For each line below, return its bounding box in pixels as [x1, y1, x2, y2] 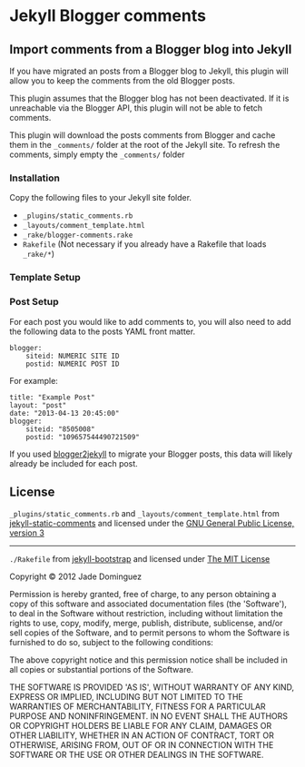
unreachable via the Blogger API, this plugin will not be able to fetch [9, 103, 263, 113]
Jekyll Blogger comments [9, 5, 207, 26]
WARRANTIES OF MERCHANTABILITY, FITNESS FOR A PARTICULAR [9, 701, 266, 713]
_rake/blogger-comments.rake [22, 231, 133, 241]
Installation [9, 172, 61, 184]
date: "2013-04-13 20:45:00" [9, 408, 120, 418]
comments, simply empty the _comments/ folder [9, 149, 185, 160]
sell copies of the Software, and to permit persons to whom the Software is [9, 627, 290, 638]
